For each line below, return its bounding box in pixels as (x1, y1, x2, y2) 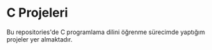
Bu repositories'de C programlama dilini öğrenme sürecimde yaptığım (6, 28, 206, 36)
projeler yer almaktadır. (6, 35, 73, 43)
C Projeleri (6, 5, 69, 21)
